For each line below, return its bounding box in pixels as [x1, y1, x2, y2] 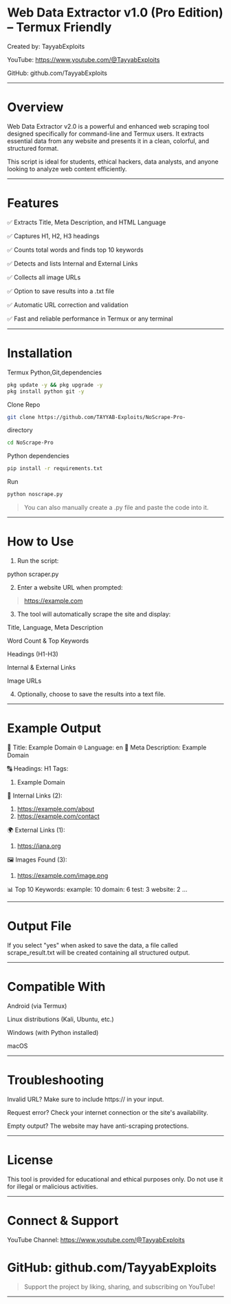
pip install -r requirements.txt [7, 465, 103, 472]
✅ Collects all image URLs [7, 273, 81, 281]
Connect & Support [7, 1212, 119, 1228]
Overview [7, 100, 64, 115]
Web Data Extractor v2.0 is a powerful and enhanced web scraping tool [7, 122, 210, 130]
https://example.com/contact [16, 812, 100, 820]
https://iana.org [16, 842, 61, 850]
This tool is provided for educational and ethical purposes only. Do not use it [7, 1175, 223, 1183]
